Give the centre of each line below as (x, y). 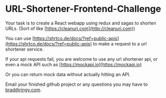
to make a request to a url (120, 43)
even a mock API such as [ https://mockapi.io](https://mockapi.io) (74, 64)
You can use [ (20, 38)
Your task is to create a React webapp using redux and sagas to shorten (81, 23)
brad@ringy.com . (23, 89)
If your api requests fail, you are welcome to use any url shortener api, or (81, 59)
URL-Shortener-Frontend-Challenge (83, 9)
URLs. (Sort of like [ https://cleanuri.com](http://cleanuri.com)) (70, 28)
